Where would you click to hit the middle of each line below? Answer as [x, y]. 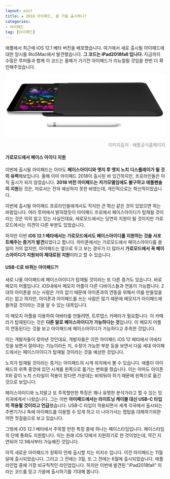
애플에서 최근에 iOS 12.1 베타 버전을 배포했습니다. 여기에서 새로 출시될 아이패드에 [85, 48]
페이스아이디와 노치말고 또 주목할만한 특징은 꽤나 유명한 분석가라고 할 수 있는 [81, 393]
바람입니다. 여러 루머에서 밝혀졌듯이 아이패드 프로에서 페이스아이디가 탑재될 [80, 212]
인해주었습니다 [20, 67]
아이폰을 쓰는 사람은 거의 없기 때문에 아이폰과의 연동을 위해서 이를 [79, 292]
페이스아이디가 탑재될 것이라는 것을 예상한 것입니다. [74, 352]
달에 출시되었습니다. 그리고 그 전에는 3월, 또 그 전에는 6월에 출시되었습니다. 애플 [84, 459]
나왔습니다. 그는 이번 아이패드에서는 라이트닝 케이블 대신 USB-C [90, 399]
